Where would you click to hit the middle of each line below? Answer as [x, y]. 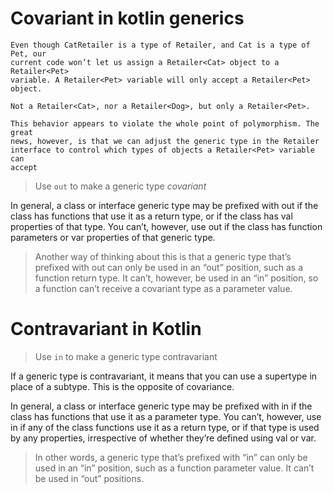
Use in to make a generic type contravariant [126, 356]
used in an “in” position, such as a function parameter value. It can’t [174, 468]
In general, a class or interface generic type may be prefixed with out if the [164, 205]
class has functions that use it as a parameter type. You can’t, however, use [166, 416]
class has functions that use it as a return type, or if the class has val [151, 216]
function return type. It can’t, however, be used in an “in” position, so [176, 278]
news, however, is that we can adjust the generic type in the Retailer [165, 141]
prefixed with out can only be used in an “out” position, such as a [169, 267]
